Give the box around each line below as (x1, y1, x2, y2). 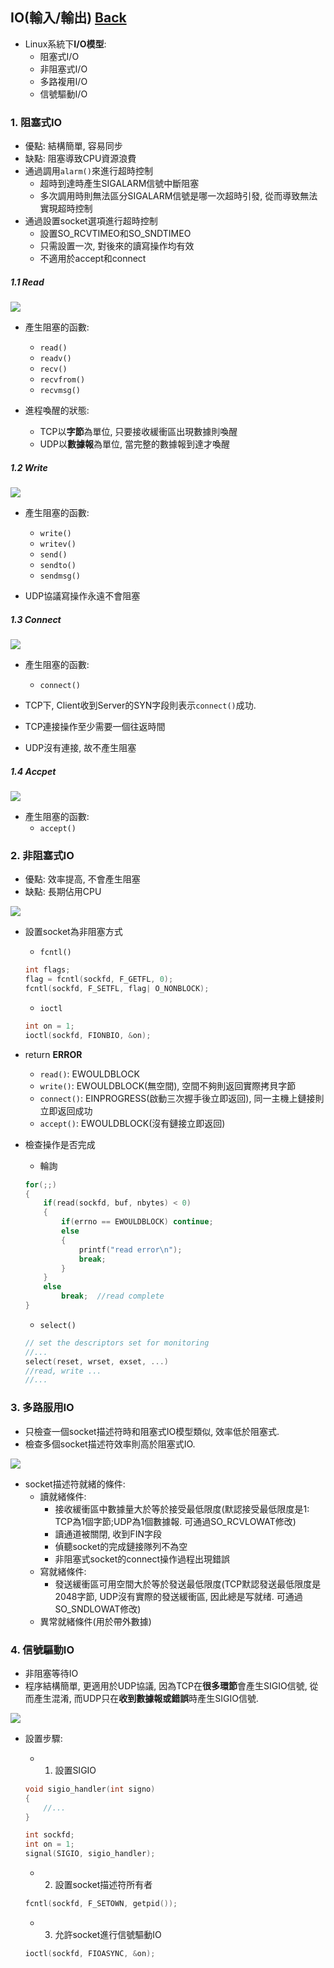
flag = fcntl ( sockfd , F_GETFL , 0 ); (24, 974, 174, 985)
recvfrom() (39, 375, 86, 385)
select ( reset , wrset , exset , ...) (24, 1356, 169, 1367)
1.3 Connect (10, 613, 62, 625)
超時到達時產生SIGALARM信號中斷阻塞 (39, 178, 200, 190)
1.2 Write (10, 461, 48, 473)
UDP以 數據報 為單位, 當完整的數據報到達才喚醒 (39, 438, 231, 450)
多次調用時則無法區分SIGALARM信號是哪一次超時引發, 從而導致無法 (39, 190, 318, 202)
